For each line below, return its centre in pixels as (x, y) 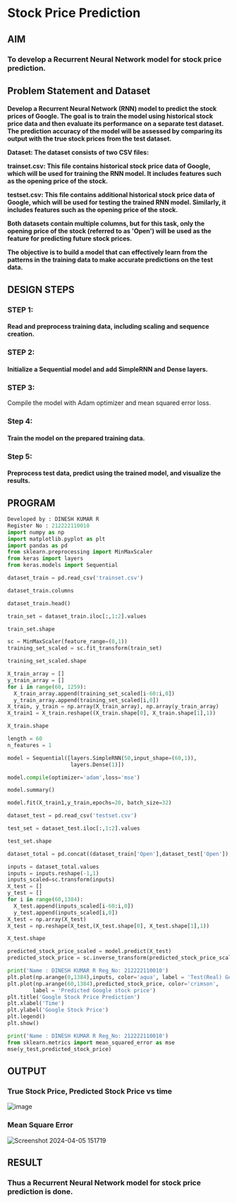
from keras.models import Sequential (63, 565)
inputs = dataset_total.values (53, 867)
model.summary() (31, 790)
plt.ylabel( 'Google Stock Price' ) (58, 1010)
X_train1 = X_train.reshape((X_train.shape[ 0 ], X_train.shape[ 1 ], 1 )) (112, 713)
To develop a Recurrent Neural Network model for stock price (115, 59)
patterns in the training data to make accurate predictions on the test (110, 260)
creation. (21, 334)
